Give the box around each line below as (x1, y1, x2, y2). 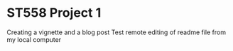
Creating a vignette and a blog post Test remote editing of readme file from (6, 28, 227, 36)
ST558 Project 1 (6, 5, 102, 21)
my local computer (6, 35, 62, 43)
